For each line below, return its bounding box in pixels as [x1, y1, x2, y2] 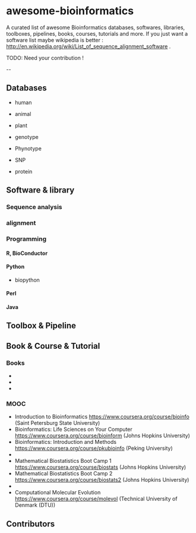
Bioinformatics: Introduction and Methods [14, 439, 117, 446]
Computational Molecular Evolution [14, 489, 101, 496]
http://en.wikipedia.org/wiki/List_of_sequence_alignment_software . [6, 43, 171, 50]
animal [14, 110, 31, 117]
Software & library [6, 185, 75, 195]
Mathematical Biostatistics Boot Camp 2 [14, 470, 113, 477]
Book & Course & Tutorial [6, 340, 100, 351]
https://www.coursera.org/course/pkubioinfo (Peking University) [14, 444, 173, 452]
